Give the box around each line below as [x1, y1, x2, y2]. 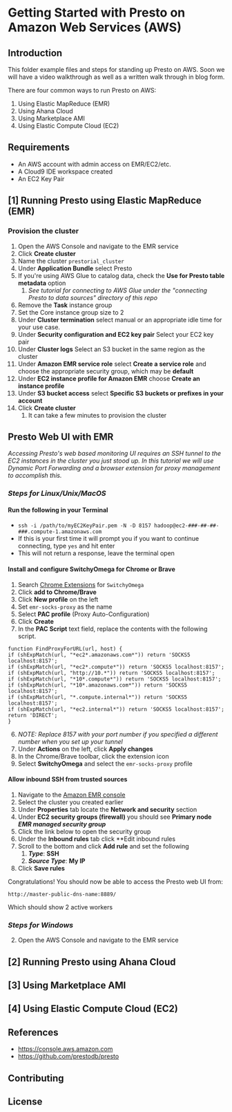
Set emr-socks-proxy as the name [17, 602, 113, 611]
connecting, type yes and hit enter [17, 541, 115, 550]
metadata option [17, 279, 66, 287]
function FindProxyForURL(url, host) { [8, 645, 123, 652]
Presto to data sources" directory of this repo [28, 293, 158, 302]
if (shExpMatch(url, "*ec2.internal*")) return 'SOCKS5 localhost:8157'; [8, 705, 225, 713]
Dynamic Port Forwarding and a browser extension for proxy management [8, 464, 220, 472]
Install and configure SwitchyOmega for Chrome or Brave [8, 565, 175, 573]
